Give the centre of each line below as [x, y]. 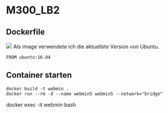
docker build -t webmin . [37, 88]
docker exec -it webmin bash [41, 105]
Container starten [39, 75]
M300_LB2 [33, 10]
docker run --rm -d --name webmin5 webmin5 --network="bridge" [85, 94]
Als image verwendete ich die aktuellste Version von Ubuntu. [86, 47]
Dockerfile [26, 32]
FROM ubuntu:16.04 [28, 57]
